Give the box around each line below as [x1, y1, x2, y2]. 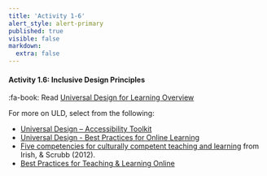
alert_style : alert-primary [8, 19, 104, 28]
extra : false [15, 49, 60, 58]
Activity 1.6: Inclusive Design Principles [8, 75, 146, 84]
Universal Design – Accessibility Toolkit [20, 124, 152, 134]
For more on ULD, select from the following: [8, 109, 155, 118]
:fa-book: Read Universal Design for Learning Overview [8, 92, 195, 102]
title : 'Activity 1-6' [8, 11, 85, 20]
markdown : [8, 42, 42, 50]
